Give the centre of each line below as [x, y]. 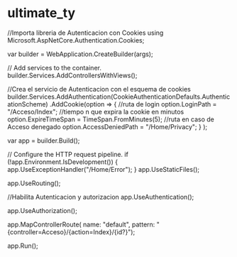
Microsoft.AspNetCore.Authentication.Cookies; [76, 40]
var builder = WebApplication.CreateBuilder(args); [81, 54]
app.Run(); [23, 246]
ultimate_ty [42, 13]
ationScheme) [28, 104]
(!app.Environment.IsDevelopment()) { [63, 162]
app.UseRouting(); [34, 183]
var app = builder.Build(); [44, 141]
